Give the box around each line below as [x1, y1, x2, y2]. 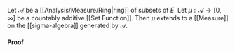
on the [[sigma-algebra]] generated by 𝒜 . [7, 21, 128, 30]
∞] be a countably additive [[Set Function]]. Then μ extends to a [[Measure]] [7, 14, 229, 22]
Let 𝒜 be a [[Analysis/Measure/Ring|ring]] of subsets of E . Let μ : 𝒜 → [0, [7, 6, 222, 14]
